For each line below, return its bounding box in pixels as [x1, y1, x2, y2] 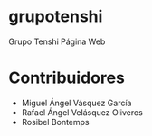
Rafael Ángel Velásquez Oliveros [21, 106, 144, 118]
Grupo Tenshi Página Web [8, 36, 106, 47]
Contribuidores [8, 68, 126, 88]
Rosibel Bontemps [21, 116, 90, 127]
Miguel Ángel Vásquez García [21, 97, 132, 108]
